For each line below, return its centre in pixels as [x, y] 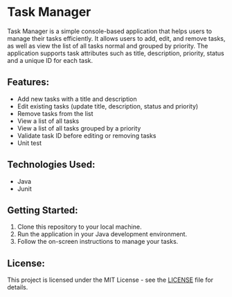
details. [18, 287]
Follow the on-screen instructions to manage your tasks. [98, 242]
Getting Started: [43, 210]
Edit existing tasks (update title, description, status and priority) [108, 106]
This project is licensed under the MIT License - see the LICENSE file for [110, 280]
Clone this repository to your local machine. [79, 227]
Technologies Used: [51, 165]
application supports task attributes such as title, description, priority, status [116, 53]
